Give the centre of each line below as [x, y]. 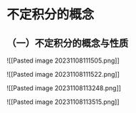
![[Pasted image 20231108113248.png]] [64, 88]
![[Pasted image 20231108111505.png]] [63, 60]
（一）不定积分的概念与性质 [68, 43]
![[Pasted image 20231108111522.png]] [63, 74]
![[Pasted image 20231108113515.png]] [63, 102]
